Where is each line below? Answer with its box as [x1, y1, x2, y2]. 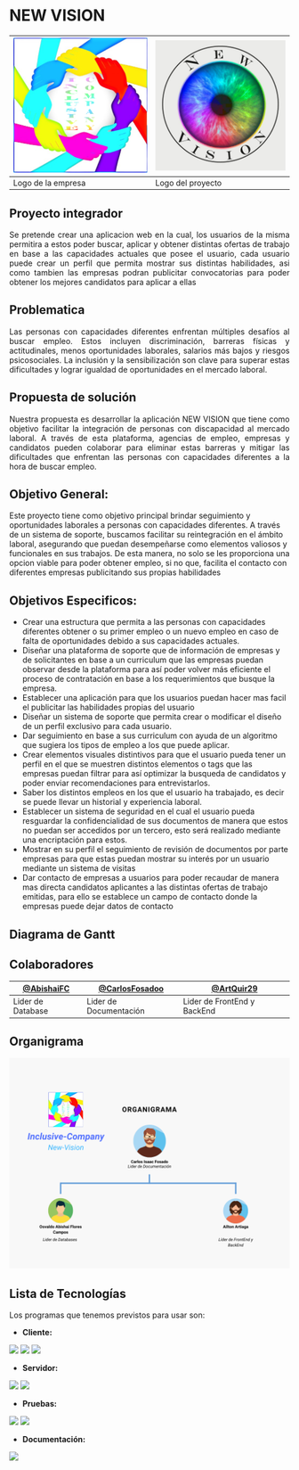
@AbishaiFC [21, 982, 70, 994]
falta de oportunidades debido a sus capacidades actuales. [21, 636, 240, 646]
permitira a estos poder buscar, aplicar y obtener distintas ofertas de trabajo [9, 238, 290, 250]
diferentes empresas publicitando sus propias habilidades [9, 567, 221, 578]
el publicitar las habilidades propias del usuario [21, 702, 195, 713]
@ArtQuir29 [211, 982, 258, 994]
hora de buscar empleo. [9, 461, 97, 472]
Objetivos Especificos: [9, 593, 138, 608]
